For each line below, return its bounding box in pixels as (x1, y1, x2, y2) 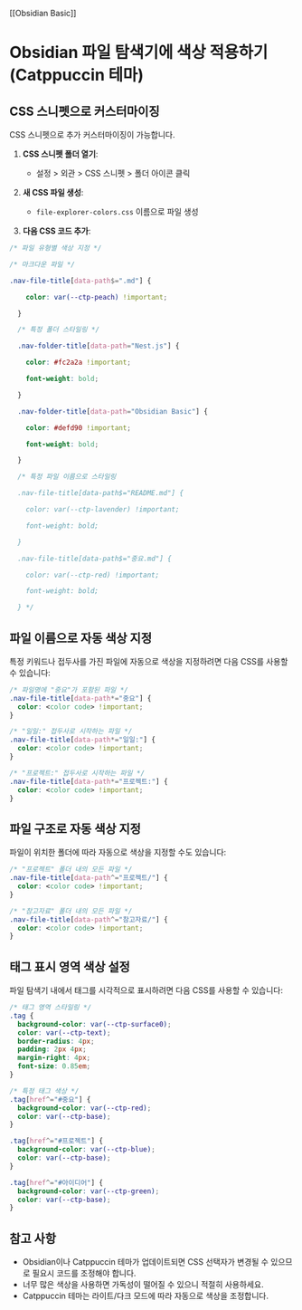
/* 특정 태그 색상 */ (9, 1086, 80, 1095)
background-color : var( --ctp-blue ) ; (17, 1145, 156, 1154)
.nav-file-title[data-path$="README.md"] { (17, 489, 184, 498)
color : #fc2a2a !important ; (25, 358, 131, 368)
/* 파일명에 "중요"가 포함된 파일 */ (9, 685, 129, 694)
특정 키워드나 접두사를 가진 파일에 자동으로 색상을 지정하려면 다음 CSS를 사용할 (9, 655, 288, 666)
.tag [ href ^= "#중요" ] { (9, 1095, 91, 1104)
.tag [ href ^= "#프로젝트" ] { (9, 1136, 104, 1146)
